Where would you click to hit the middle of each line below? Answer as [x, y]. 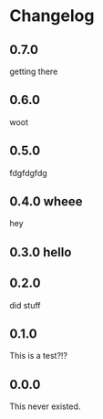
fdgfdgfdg [28, 173]
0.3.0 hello [41, 252]
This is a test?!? [39, 356]
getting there [34, 71]
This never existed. [45, 406]
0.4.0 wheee [46, 202]
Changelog [52, 16]
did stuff [25, 305]
